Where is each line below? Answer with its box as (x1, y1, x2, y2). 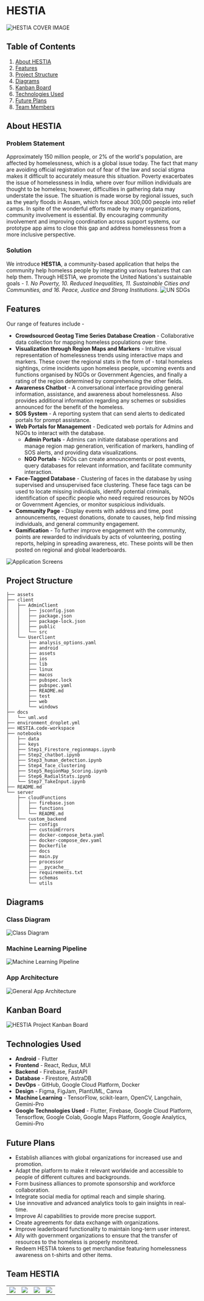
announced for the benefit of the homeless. (15, 403, 125, 410)
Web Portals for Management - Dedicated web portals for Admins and (15, 423, 194, 430)
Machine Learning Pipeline (6, 944, 87, 953)
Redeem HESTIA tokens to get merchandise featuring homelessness (15, 1245, 187, 1252)
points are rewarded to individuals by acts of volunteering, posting (15, 533, 181, 541)
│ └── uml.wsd (6, 715, 47, 721)
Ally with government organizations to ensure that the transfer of (15, 1232, 178, 1239)
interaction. (24, 468, 53, 475)
